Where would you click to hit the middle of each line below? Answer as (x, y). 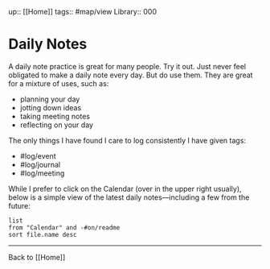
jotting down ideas (51, 107)
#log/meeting (42, 173)
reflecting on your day (57, 125)
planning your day (50, 99)
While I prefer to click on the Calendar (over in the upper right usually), (125, 188)
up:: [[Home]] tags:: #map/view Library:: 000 (82, 12)
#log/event (38, 155)
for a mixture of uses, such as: (59, 83)
